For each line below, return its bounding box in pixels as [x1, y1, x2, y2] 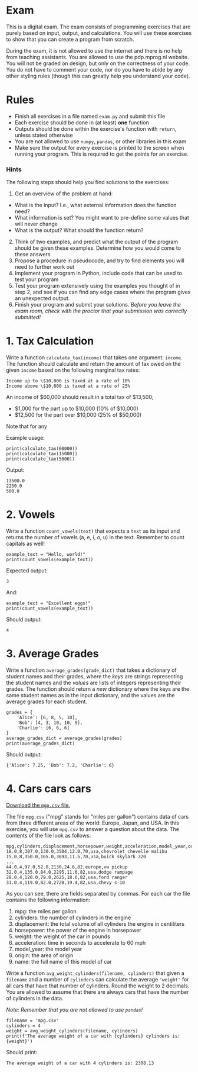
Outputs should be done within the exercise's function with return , [14, 125, 177, 132]
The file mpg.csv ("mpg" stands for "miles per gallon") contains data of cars [6, 813, 189, 820]
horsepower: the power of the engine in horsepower [14, 926, 141, 933]
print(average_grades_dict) [6, 741, 75, 746]
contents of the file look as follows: [6, 832, 91, 839]
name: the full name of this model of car [14, 958, 112, 965]
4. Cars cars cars [6, 782, 91, 796]
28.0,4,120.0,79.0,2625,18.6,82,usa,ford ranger [6, 874, 128, 880]
